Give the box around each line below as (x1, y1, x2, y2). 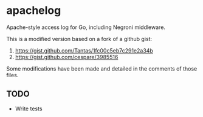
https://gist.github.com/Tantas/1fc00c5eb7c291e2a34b (15, 46, 153, 54)
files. (6, 71, 19, 78)
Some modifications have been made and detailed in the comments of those (6, 65, 198, 72)
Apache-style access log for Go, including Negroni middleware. (6, 24, 166, 31)
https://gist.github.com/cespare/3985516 (15, 53, 119, 60)
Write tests (15, 105, 43, 112)
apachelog (6, 4, 61, 17)
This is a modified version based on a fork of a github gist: (6, 35, 153, 42)
